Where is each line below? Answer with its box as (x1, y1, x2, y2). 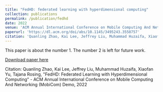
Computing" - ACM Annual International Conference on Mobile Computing (5, 76, 154, 82)
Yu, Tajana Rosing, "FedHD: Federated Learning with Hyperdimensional (5, 71, 147, 77)
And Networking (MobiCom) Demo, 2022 (5, 81, 87, 87)
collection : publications (5, 12, 57, 16)
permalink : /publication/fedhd (5, 16, 68, 21)
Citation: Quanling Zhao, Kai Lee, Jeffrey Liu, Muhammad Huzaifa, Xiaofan (5, 66, 154, 72)
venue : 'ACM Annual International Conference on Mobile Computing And (5, 25, 151, 30)
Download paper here (5, 57, 49, 62)
